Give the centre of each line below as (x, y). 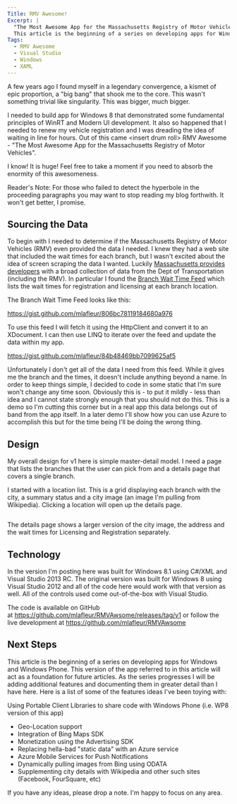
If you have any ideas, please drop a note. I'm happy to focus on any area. (115, 792)
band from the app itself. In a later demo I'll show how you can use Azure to (117, 415)
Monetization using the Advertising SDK (75, 741)
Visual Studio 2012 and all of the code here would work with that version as (116, 587)
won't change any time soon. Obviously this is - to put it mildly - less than (114, 392)
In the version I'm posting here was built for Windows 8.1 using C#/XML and (117, 571)
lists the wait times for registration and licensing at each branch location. (113, 286)
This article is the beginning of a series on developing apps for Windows (113, 662)
